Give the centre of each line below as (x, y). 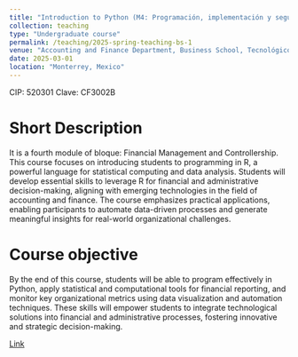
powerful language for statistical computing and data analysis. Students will (147, 171)
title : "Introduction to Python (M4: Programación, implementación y (141, 17)
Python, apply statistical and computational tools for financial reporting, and (148, 289)
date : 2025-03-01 (41, 59)
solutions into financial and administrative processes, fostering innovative (143, 317)
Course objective (74, 255)
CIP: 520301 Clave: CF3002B (63, 92)
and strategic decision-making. (66, 326)
